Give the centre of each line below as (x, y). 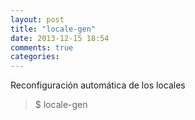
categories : (35, 57)
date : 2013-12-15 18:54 (60, 38)
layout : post (37, 19)
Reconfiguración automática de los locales (98, 85)
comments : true (42, 47)
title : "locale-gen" (53, 29)
